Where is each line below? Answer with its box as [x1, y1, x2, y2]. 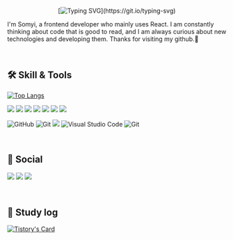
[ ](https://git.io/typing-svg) [58, 7, 176, 15]
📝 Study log [7, 207, 58, 218]
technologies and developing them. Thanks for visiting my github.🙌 [7, 35, 199, 43]
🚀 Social [7, 154, 43, 166]
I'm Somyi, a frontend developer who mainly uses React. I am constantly [7, 20, 214, 28]
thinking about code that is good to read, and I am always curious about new [7, 28, 227, 35]
